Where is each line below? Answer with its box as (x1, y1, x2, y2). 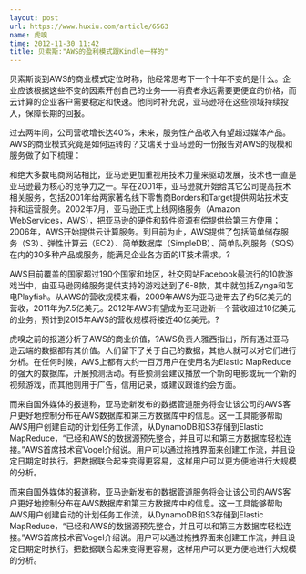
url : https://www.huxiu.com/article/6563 (9, 22, 169, 31)
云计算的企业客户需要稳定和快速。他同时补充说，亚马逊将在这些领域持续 (9, 97, 280, 108)
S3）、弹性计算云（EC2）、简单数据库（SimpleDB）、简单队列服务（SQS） (25, 238, 296, 249)
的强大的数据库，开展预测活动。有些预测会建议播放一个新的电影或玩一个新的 (9, 368, 297, 379)
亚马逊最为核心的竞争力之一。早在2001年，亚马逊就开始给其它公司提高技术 (9, 181, 291, 192)
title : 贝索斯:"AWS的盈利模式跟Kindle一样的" (9, 47, 168, 57)
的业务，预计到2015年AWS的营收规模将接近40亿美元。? (9, 314, 220, 325)
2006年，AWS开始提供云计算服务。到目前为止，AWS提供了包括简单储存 (9, 226, 281, 237)
